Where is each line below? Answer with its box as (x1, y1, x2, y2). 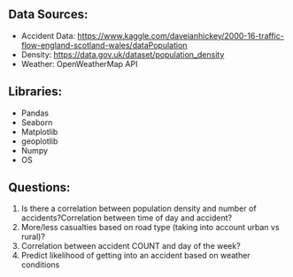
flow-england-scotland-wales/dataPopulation (20, 40, 188, 50)
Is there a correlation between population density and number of (20, 203, 258, 214)
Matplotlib (20, 126, 58, 137)
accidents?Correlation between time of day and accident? (20, 213, 232, 223)
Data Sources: (8, 7, 89, 22)
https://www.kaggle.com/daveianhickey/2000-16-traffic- (77, 30, 284, 41)
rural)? (20, 231, 46, 242)
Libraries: (8, 84, 63, 100)
